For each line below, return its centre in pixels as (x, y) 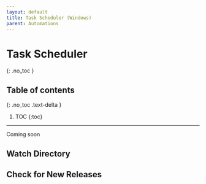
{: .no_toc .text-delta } (34, 105)
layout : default (27, 12)
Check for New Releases (54, 174)
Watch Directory (38, 154)
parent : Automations (33, 23)
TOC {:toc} (29, 117)
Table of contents (40, 90)
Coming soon (23, 134)
